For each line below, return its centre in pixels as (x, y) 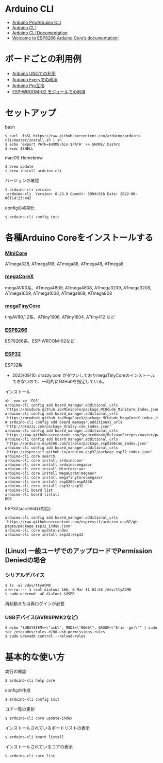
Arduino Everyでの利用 (35, 79)
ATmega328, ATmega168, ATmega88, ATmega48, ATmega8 (64, 264)
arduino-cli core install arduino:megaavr (49, 465)
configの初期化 (20, 208)
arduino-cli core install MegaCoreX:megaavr (51, 473)
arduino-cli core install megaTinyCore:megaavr (54, 478)
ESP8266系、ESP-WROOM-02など (40, 341)
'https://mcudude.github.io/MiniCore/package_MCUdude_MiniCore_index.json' (83, 409)
